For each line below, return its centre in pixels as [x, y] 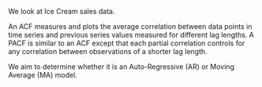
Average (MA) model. [43, 75]
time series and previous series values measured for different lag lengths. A [131, 35]
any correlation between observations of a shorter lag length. [108, 51]
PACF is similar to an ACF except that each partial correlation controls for [127, 43]
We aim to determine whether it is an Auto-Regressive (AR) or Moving [122, 67]
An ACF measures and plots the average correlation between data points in [130, 26]
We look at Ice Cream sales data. [62, 11]
